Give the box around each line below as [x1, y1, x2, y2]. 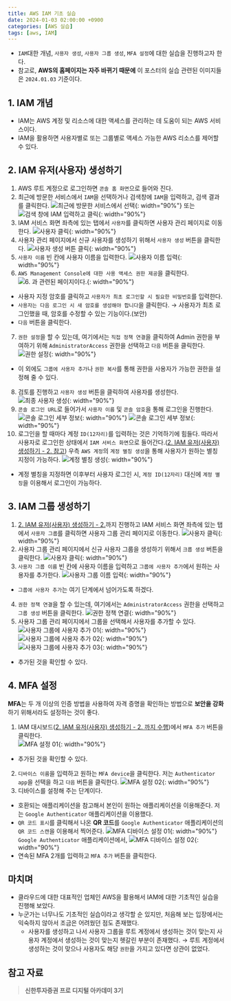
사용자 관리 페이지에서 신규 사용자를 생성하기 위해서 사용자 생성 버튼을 [17, 236, 203, 244]
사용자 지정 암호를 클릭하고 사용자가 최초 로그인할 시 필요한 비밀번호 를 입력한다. [17, 292, 223, 300]
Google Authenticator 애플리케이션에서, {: [17, 835, 199, 844]
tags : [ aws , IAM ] [8, 29, 58, 37]
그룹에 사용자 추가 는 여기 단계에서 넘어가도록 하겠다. [17, 585, 154, 593]
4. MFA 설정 [8, 680, 58, 692]
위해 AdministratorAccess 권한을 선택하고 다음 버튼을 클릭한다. [36, 341, 206, 349]
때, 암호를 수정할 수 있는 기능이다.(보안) [41, 309, 147, 318]
